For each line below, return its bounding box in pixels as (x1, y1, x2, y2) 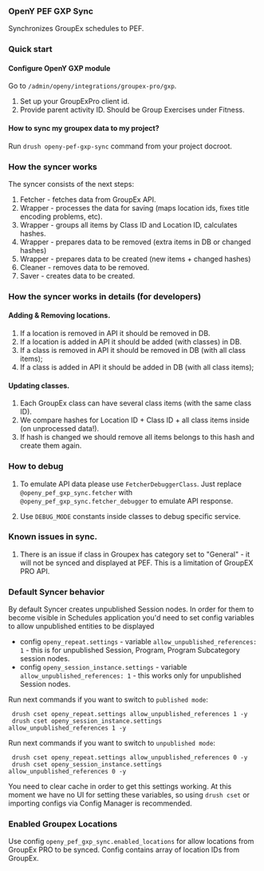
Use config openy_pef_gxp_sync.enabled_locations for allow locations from (8, 837, 254, 846)
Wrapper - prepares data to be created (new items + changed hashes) (19, 254, 251, 263)
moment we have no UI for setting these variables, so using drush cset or (8, 790, 250, 800)
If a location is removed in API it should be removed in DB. (19, 329, 211, 339)
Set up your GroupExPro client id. (19, 97, 130, 106)
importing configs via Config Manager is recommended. (8, 798, 193, 808)
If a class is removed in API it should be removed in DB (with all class (19, 346, 246, 355)
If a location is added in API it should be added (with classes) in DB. (19, 337, 242, 346)
